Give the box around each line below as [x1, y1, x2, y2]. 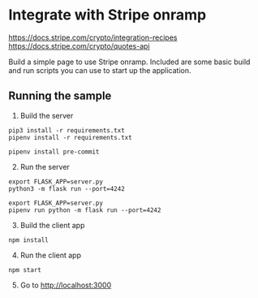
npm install [8, 235, 49, 244]
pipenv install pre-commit [8, 148, 100, 156]
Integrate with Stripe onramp [8, 6, 207, 24]
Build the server [19, 110, 74, 120]
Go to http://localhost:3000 [19, 280, 112, 290]
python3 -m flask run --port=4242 [8, 184, 126, 192]
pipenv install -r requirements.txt [8, 133, 132, 141]
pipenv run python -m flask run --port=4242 [8, 205, 161, 214]
